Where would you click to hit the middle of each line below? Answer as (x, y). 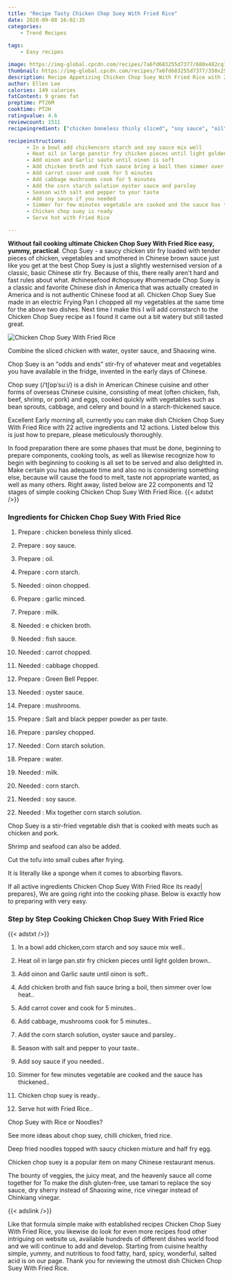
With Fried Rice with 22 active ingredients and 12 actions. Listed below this (114, 427)
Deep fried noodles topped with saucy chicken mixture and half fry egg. (110, 1149)
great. (16, 324)
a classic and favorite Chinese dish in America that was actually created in (113, 287)
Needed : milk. (38, 772)
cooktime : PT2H (30, 110)
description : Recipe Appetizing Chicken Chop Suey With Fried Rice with (114, 77)
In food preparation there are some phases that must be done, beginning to (114, 448)
